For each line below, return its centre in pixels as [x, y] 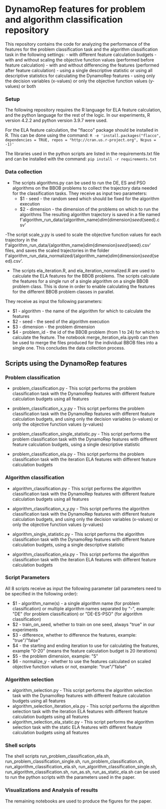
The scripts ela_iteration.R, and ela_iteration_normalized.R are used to [83, 270]
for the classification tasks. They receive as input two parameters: [80, 193]
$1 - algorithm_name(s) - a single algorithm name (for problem [76, 603]
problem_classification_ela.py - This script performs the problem [78, 454]
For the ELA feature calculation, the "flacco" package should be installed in [82, 130]
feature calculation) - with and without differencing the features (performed [82, 65]
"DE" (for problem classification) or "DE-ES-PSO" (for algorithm [77, 614]
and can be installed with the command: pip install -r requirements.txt [81, 159]
